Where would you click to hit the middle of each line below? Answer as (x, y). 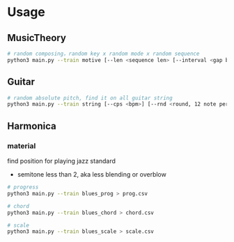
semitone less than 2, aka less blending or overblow (92, 174)
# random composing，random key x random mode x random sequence (103, 54)
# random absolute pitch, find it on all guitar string (90, 98)
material (22, 145)
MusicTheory (37, 38)
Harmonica (32, 126)
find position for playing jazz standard (62, 161)
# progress (23, 187)
